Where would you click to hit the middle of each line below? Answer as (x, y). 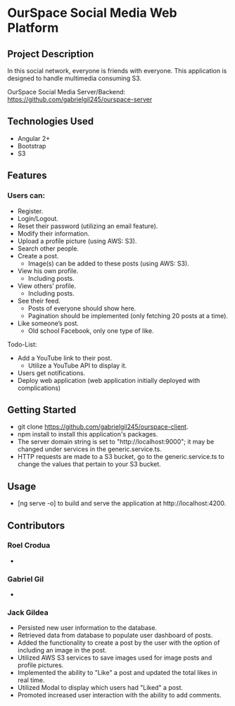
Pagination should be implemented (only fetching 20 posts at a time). (128, 315)
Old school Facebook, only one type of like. (91, 330)
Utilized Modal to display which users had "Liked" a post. (100, 688)
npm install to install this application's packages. (88, 434)
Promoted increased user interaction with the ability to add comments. (119, 695)
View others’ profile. (46, 286)
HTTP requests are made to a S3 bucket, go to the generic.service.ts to (121, 457)
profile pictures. (40, 665)
